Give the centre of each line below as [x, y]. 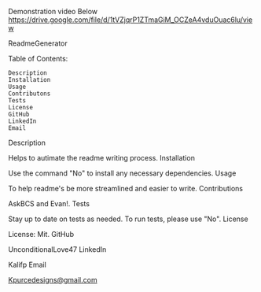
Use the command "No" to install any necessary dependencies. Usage [122, 173]
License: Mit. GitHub [41, 234]
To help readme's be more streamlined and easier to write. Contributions [126, 189]
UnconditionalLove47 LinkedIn [57, 249]
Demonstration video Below [53, 11]
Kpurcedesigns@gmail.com [53, 280]
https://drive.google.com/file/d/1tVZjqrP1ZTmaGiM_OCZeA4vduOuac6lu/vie [130, 20]
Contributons [29, 94]
